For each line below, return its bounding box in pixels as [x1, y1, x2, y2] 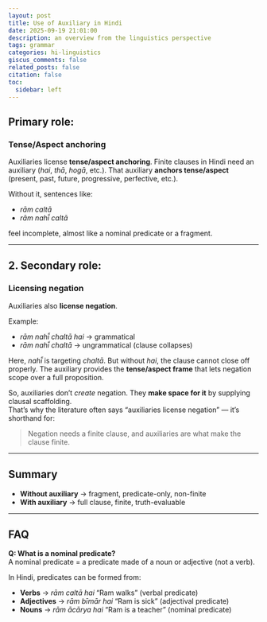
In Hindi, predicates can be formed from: [8, 573, 141, 582]
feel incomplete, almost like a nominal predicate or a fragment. [8, 228, 213, 239]
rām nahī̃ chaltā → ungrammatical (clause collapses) [19, 340, 193, 350]
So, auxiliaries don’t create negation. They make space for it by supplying [8, 387, 250, 398]
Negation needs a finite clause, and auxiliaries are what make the [27, 429, 242, 438]
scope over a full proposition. [8, 372, 104, 382]
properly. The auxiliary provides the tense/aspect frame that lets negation [8, 363, 252, 374]
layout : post [8, 11, 52, 20]
